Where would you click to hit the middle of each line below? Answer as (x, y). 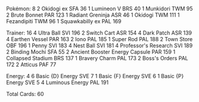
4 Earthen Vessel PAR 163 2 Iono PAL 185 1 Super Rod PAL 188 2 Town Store (99, 39)
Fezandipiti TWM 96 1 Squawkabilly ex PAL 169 (64, 21)
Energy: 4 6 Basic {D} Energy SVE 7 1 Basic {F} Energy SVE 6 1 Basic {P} (95, 76)
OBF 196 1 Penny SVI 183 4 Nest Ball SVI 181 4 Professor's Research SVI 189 (99, 45)
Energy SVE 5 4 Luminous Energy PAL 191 (57, 82)
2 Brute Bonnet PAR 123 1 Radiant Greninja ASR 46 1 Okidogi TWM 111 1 (93, 15)
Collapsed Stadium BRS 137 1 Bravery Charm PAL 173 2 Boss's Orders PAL (97, 58)
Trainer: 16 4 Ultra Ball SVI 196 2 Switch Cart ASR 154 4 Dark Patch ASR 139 (99, 33)
